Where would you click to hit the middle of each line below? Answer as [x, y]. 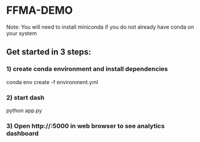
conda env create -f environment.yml [52, 82]
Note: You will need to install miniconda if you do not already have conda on [100, 27]
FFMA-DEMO [40, 10]
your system [22, 33]
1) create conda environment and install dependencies [87, 69]
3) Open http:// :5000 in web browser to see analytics [86, 126]
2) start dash [26, 97]
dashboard [23, 133]
